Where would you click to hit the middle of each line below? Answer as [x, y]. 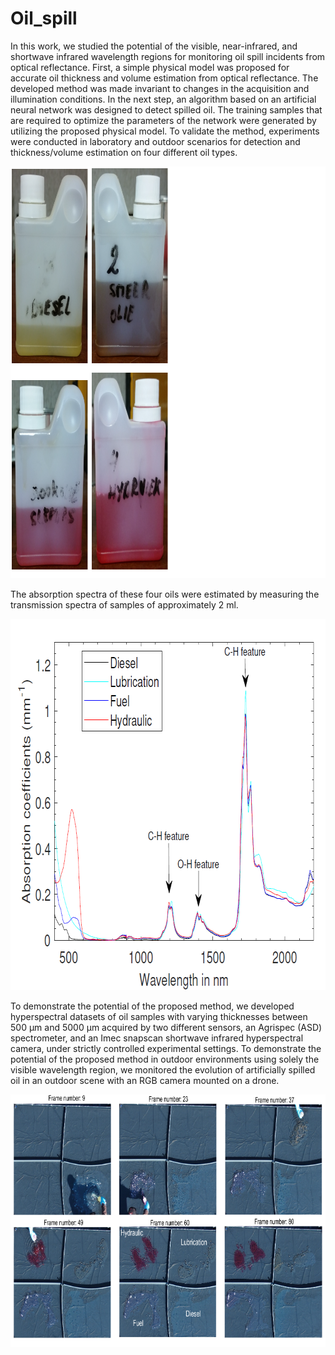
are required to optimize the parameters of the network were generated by [163, 120]
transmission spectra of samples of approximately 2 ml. [124, 604]
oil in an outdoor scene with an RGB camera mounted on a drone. [145, 1080]
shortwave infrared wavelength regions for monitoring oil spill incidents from [168, 56]
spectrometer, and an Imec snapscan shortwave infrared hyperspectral [157, 1038]
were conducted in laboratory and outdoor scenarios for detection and [155, 141]
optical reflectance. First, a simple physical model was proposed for [150, 67]
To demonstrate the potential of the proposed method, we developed [152, 1006]
